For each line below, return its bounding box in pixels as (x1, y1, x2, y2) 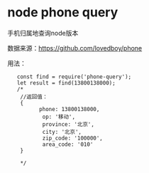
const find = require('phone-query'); (16, 73, 132, 80)
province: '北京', (42, 120, 94, 128)
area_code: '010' (42, 140, 94, 148)
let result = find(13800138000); (16, 79, 116, 86)
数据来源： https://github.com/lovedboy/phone (7, 43, 143, 52)
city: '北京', (42, 128, 82, 135)
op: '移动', (42, 113, 76, 120)
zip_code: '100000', (42, 135, 103, 142)
